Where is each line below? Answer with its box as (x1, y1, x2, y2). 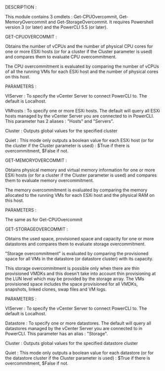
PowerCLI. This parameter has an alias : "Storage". (5, 331, 108, 336)
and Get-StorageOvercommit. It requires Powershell (48, 19, 154, 25)
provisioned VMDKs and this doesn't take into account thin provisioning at (5, 271, 156, 276)
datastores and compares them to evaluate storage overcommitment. (5, 241, 146, 247)
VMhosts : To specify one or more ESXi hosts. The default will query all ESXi (5, 108, 161, 113)
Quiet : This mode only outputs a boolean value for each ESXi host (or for (5, 138, 154, 143)
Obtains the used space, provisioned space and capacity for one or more (5, 236, 154, 241)
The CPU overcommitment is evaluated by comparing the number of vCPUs (5, 64, 159, 69)
